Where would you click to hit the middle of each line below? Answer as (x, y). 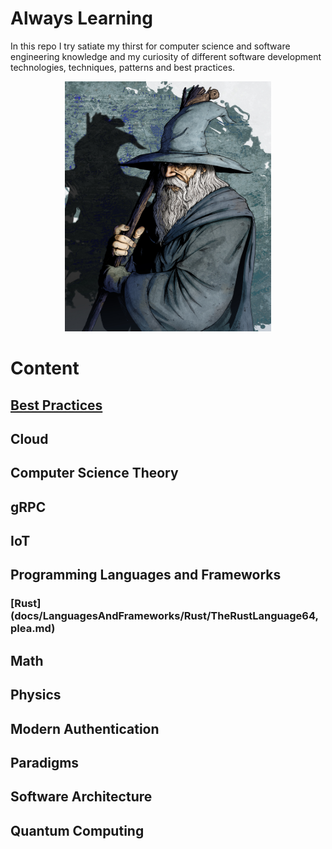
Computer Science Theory (94, 473)
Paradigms (45, 762)
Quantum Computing (77, 830)
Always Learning (81, 18)
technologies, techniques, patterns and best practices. (123, 67)
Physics (36, 695)
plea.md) (33, 629)
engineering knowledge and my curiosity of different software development (166, 56)
